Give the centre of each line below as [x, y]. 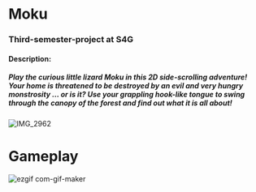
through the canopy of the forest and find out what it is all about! [121, 103]
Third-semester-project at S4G [71, 40]
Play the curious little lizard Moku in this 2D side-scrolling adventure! [128, 77]
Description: [30, 58]
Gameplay [43, 156]
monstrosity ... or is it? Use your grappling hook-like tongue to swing [127, 95]
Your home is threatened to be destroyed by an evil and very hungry [126, 86]
